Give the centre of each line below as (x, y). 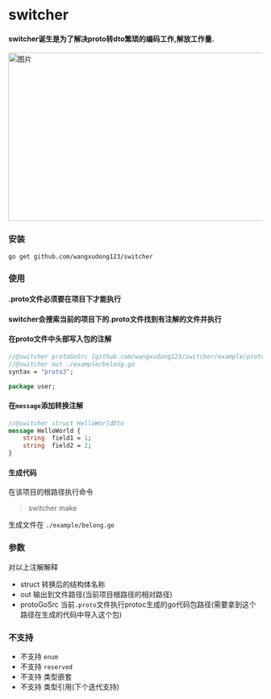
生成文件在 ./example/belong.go (61, 525)
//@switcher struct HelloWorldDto (67, 423)
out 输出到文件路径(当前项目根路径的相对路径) (96, 594)
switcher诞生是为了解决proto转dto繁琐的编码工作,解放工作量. (111, 39)
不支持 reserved (46, 666)
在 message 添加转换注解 (46, 406)
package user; (32, 386)
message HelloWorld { (45, 431)
